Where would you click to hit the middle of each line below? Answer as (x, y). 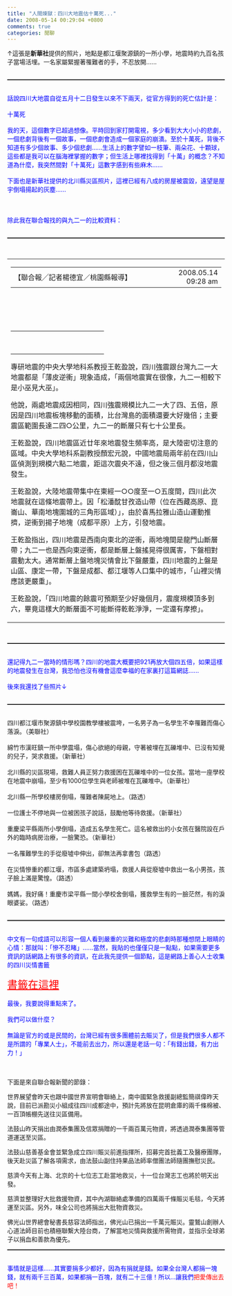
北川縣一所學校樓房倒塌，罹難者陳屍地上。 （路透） (78, 797)
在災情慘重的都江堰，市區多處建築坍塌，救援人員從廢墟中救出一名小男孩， (113, 869)
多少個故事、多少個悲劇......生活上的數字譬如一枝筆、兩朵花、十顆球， (124, 148)
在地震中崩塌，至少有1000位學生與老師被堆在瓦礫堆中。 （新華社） (100, 781)
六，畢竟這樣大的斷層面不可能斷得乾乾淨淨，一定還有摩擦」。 (109, 609)
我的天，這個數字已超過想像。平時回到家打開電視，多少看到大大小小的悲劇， (116, 130)
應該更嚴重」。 (33, 582)
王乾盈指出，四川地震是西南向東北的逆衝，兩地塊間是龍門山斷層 (115, 540)
